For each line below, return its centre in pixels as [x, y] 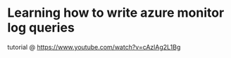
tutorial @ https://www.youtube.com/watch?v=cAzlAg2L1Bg [94, 47]
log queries [41, 28]
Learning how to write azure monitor [116, 13]
